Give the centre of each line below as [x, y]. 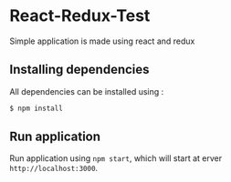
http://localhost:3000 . [54, 168]
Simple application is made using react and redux [102, 41]
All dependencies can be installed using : [87, 91]
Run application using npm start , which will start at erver [115, 158]
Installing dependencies [79, 70]
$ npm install [37, 108]
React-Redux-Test [80, 16]
